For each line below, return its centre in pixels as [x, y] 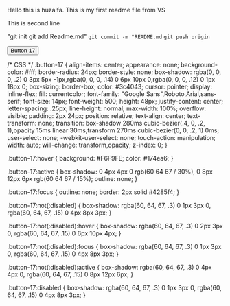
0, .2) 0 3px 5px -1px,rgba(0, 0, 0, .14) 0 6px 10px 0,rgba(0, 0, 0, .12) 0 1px [111, 79]
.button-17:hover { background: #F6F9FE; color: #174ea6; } [90, 158]
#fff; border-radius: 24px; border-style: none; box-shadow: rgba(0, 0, [123, 72]
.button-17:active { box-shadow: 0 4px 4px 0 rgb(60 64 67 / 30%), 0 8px [110, 172]
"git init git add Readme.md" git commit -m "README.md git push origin [109, 36]
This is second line [34, 23]
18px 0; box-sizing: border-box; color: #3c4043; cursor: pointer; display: [110, 86]
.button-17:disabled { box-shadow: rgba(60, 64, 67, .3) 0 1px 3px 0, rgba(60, [114, 288]
